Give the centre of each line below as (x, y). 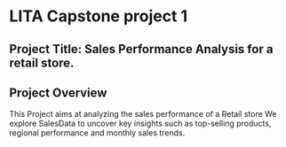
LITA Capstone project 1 (99, 16)
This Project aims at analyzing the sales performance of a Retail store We (143, 114)
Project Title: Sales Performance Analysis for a (141, 49)
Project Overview (58, 93)
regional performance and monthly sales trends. (97, 133)
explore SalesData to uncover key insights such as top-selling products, (140, 124)
